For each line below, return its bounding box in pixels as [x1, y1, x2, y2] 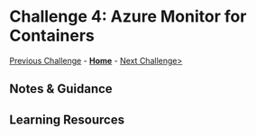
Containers [9, 25, 95, 46]
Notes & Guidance [9, 81, 113, 96]
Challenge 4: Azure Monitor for [9, 6, 247, 27]
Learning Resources [9, 112, 124, 127]
